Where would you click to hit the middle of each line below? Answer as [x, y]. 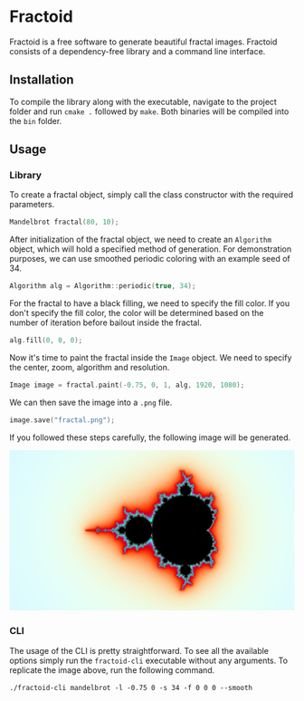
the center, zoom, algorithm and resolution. [90, 368]
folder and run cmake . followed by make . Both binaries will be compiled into [149, 111]
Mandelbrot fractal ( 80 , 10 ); [64, 222]
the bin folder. [36, 120]
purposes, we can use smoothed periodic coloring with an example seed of [150, 259]
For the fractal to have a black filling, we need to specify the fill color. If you [150, 303]
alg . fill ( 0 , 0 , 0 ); [46, 341]
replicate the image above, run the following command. [112, 670]
